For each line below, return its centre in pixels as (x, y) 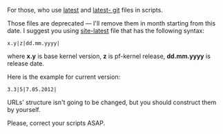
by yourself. (24, 109)
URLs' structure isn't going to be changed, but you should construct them (112, 102)
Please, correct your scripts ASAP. (56, 123)
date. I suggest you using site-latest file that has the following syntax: (106, 31)
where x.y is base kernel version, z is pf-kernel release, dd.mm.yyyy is (109, 56)
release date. (26, 64)
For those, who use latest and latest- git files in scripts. (85, 10)
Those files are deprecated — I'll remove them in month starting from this (111, 23)
